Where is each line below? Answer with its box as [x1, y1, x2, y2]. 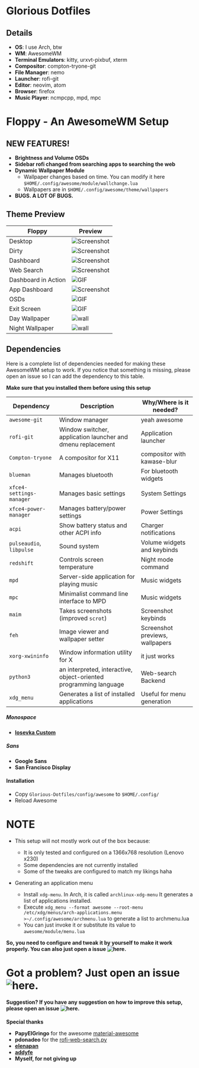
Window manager [59, 415, 108, 424]
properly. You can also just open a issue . [6, 945, 127, 952]
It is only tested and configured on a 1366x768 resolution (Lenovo [23, 849, 184, 856]
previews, [140, 631, 168, 639]
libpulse [9, 546, 34, 553]
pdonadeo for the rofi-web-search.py [14, 1036, 107, 1044]
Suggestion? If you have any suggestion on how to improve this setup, [6, 998, 183, 1006]
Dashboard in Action [9, 275, 66, 283]
